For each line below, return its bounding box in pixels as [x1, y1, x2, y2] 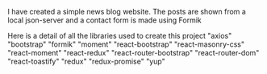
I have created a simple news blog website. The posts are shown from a [7, 7, 247, 16]
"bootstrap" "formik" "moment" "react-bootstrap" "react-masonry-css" [7, 39, 245, 49]
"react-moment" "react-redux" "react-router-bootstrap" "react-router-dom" [7, 48, 260, 57]
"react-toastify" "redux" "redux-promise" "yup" [7, 56, 166, 66]
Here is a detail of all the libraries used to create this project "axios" [7, 31, 232, 40]
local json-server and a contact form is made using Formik [7, 15, 202, 25]
